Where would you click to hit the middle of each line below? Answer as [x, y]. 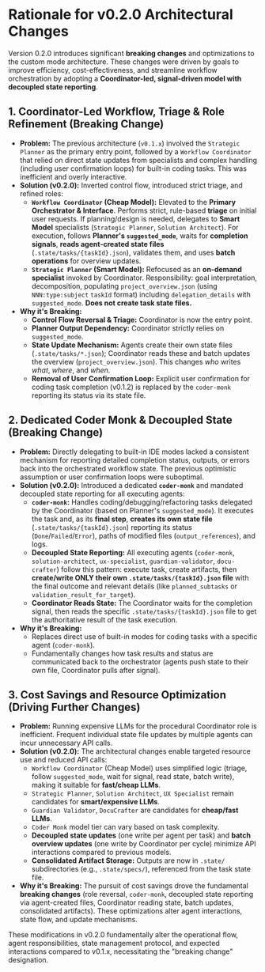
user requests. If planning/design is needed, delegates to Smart [136, 218]
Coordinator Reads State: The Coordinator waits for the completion [142, 603]
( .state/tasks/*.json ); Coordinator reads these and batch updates [141, 353]
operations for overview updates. [86, 261]
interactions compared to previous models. [101, 853]
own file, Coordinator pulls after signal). [96, 670]
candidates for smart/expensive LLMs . [96, 802]
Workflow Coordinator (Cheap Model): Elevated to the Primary [134, 202]
